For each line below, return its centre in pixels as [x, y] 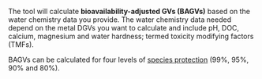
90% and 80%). [34, 68]
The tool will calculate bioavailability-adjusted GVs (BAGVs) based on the [129, 11]
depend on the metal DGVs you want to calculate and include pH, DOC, [124, 28]
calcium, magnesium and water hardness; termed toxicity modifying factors [131, 36]
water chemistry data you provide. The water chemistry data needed [120, 20]
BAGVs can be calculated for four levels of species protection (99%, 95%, [129, 59]
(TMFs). [21, 45]
